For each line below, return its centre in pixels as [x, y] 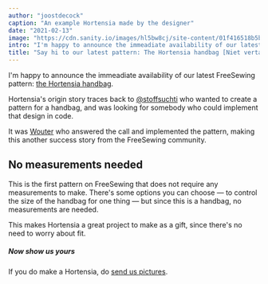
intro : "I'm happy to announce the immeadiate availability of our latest [135, 45]
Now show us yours [42, 251]
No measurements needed [76, 165]
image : [19, 38]
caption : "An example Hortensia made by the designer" [101, 23]
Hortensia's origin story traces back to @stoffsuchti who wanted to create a [133, 99]
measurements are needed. [53, 209]
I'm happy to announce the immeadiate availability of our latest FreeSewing [132, 75]
